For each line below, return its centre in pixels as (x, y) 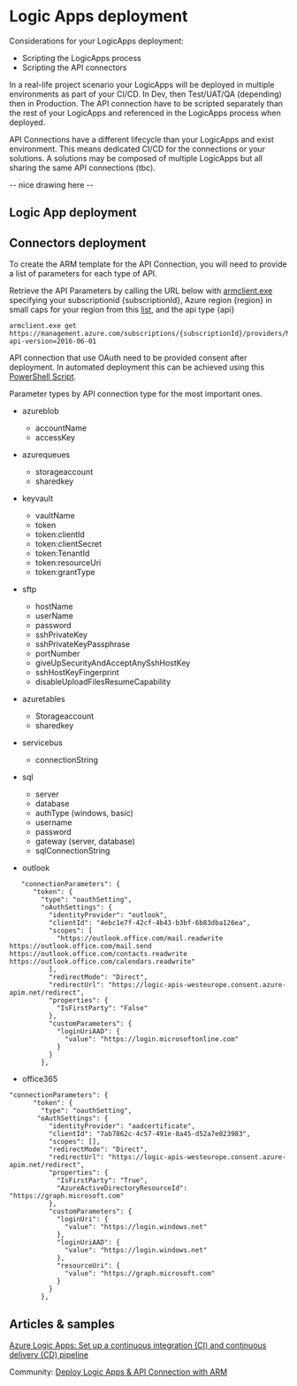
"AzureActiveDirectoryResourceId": (122, 1188)
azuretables (43, 699)
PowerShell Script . (43, 377)
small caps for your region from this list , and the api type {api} (122, 310)
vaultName (55, 516)
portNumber (57, 654)
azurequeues (46, 455)
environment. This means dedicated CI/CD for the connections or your (137, 149)
